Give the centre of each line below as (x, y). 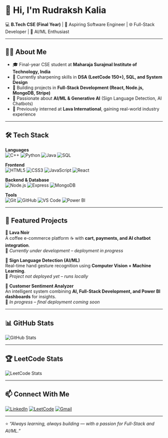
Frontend (15, 165)
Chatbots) (23, 103)
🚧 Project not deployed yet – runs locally (47, 276)
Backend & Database (27, 180)
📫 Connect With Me (37, 394)
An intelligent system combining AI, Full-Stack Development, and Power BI (83, 291)
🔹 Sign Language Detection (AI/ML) (42, 260)
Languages (17, 150)
